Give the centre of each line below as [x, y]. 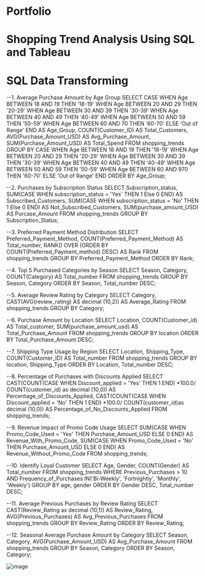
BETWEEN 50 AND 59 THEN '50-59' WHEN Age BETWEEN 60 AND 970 [97, 169]
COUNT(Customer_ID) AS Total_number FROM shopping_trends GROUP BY [102, 358]
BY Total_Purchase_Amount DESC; [50, 340]
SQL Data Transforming [68, 80]
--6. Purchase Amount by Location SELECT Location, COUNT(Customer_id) [102, 320]
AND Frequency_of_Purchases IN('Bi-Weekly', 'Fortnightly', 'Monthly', [94, 479]
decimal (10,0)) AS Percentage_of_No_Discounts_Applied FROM [87, 409]
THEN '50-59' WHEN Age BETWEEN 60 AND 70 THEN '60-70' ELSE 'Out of [102, 123]
